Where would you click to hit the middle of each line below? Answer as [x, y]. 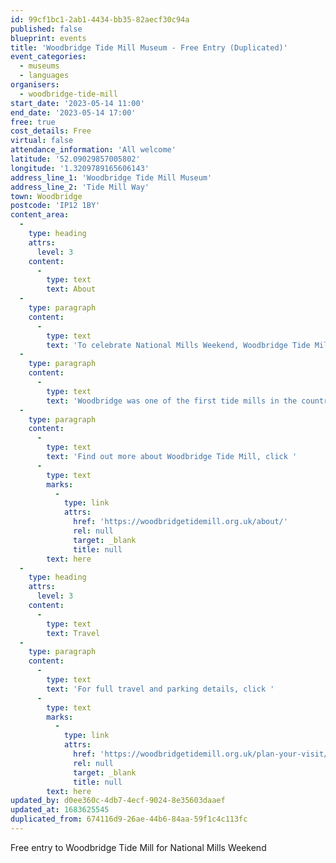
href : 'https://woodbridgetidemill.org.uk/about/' [180, 522]
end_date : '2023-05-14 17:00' [73, 112]
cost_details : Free [51, 131]
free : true [33, 122]
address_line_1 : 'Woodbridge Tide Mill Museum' [111, 177]
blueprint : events [48, 38]
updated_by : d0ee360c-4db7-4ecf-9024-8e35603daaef [118, 801]
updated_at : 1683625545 [60, 810]
